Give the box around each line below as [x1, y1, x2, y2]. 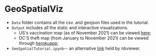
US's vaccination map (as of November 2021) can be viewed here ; [18, 30, 151, 36]
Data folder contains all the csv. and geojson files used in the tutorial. [11, 19, 149, 25]
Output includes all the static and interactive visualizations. [11, 24, 129, 30]
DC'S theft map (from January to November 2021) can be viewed [18, 35, 149, 41]
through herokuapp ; [18, 40, 59, 46]
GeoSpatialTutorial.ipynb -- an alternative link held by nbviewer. [11, 45, 141, 51]
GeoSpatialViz [4, 3, 63, 15]
